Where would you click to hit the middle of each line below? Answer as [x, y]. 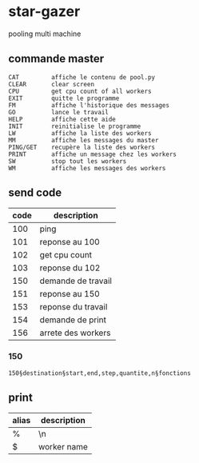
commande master [56, 59]
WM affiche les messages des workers [87, 168]
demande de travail [76, 281]
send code [35, 193]
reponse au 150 [70, 293]
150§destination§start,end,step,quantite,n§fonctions [100, 373]
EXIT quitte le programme [64, 98]
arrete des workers [75, 333]
